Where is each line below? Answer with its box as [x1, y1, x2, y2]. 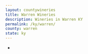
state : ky [5, 31, 26, 36]
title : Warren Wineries [5, 12, 56, 17]
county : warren [5, 26, 38, 31]
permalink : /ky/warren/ [5, 21, 56, 27]
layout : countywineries [5, 7, 56, 13]
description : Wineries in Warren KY [5, 17, 83, 22]
